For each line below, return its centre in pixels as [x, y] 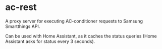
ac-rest [21, 7]
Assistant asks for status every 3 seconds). [50, 41]
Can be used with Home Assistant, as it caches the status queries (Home [81, 36]
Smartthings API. [23, 26]
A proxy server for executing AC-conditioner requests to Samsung [74, 21]
